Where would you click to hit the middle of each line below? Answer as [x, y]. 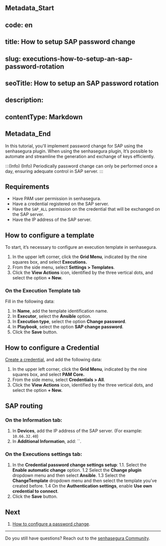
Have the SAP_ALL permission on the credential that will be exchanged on [86, 209]
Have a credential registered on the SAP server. [61, 204]
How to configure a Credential [52, 348]
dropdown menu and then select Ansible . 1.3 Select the [69, 476]
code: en [19, 25]
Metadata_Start [30, 8]
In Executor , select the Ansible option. [52, 316]
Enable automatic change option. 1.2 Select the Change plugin [77, 470]
